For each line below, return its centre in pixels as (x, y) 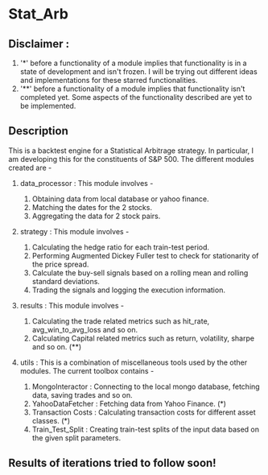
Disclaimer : (39, 44)
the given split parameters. (76, 438)
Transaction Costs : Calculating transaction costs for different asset (144, 412)
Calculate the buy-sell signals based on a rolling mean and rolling (140, 273)
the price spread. (60, 264)
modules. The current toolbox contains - (87, 370)
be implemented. (48, 106)
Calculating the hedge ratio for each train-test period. (121, 247)
